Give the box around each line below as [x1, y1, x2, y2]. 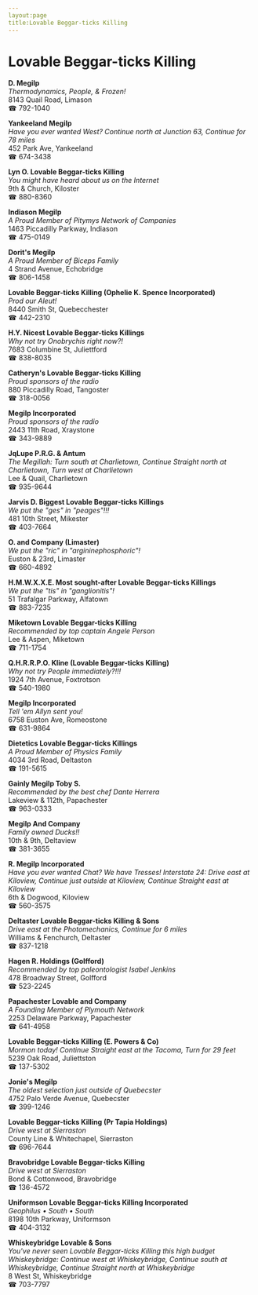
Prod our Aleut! [8, 296, 57, 306]
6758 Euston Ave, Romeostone [8, 715, 107, 724]
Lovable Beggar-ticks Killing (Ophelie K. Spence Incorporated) [8, 288, 216, 297]
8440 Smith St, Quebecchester [8, 305, 109, 314]
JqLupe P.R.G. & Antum [8, 449, 86, 458]
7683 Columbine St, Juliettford [8, 345, 107, 354]
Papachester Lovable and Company [8, 997, 127, 1006]
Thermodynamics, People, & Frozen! [8, 87, 126, 97]
